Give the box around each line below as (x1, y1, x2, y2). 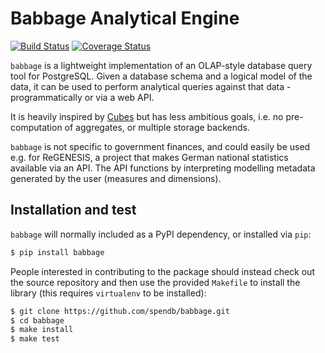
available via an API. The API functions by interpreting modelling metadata (10, 162, 316, 174)
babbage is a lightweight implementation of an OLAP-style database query (10, 59, 313, 71)
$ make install (10, 325, 74, 335)
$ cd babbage (10, 315, 65, 326)
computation (10, 121, 63, 133)
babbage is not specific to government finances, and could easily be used (10, 140, 311, 152)
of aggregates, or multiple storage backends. (64, 121, 250, 133)
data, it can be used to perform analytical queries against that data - (10, 80, 292, 92)
